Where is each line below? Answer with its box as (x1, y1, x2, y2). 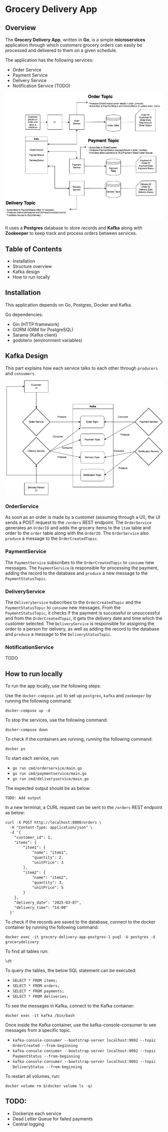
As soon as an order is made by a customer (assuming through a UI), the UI (5, 514, 160, 520)
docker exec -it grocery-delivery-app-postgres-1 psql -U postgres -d (5, 935, 155, 940)
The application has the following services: (5, 57, 93, 63)
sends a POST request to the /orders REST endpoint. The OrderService (5, 519, 151, 525)
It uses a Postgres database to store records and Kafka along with (5, 225, 142, 231)
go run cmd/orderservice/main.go (12, 766, 82, 771)
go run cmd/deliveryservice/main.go (12, 776, 89, 782)
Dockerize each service (12, 1110, 61, 1116)
